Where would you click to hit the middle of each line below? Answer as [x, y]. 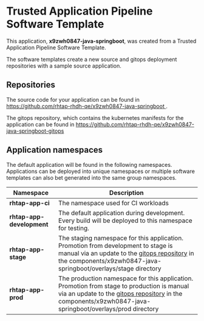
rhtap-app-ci [29, 203]
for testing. [74, 228]
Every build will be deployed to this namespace [125, 220]
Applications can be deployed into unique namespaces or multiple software [101, 171]
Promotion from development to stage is [116, 245]
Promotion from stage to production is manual [124, 286]
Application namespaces [55, 150]
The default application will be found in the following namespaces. [89, 164]
